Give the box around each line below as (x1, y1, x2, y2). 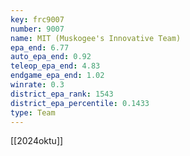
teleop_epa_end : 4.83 (10, 61, 101, 71)
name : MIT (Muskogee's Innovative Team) (10, 33, 182, 43)
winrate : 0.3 (10, 80, 65, 90)
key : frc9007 (10, 14, 65, 25)
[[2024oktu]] (10, 135, 64, 147)
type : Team (10, 107, 56, 118)
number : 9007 (10, 24, 65, 34)
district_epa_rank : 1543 (10, 89, 114, 99)
